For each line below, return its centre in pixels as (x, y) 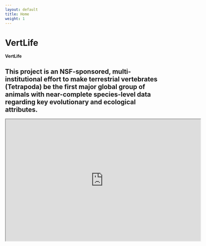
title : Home (17, 14)
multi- (122, 71)
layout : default (21, 9)
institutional (24, 79)
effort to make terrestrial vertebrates (101, 79)
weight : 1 (15, 19)
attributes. (21, 109)
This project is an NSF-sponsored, (58, 71)
